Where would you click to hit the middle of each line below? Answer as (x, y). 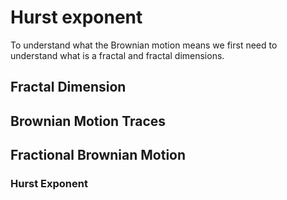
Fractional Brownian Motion (98, 155)
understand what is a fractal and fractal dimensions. (117, 55)
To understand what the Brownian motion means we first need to (144, 45)
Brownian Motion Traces (88, 121)
